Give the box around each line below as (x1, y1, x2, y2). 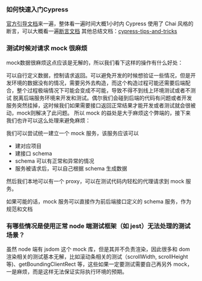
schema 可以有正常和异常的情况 (14, 157, 94, 165)
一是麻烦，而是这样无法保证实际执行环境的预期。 (6, 268, 127, 275)
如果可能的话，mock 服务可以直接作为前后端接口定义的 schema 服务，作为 (6, 198, 192, 205)
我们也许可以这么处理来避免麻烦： (6, 116, 91, 124)
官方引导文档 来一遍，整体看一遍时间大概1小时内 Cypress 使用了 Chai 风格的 (6, 20, 194, 28)
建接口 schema (14, 150, 52, 157)
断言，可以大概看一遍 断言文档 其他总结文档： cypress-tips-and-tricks (6, 28, 177, 35)
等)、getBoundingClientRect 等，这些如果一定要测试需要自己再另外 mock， (6, 260, 193, 268)
